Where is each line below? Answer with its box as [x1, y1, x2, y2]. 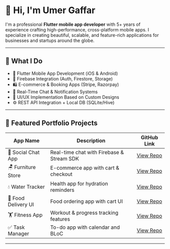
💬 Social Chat [8, 149, 40, 156]
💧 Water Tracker [8, 183, 45, 190]
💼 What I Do [5, 57, 43, 65]
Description [76, 137, 106, 144]
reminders [50, 186, 75, 193]
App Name [13, 137, 40, 144]
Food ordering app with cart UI [50, 197, 123, 204]
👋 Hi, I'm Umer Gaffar [5, 5, 96, 16]
